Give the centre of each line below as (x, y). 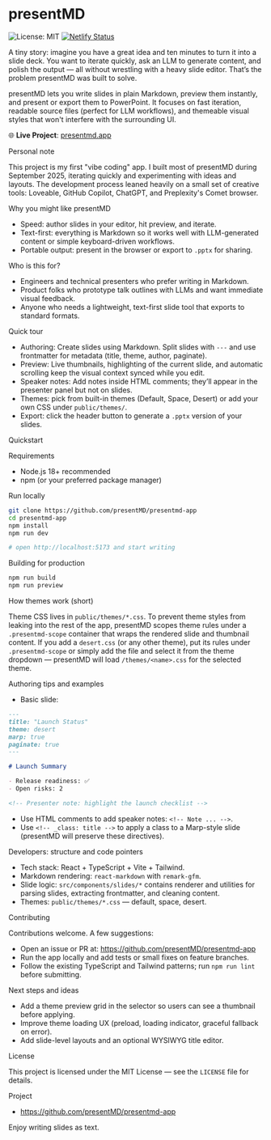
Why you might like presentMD (60, 208)
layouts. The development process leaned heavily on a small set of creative (134, 184)
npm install (28, 526)
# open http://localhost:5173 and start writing (92, 548)
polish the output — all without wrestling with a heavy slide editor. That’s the (135, 69)
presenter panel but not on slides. (76, 390)
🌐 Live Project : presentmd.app (60, 135)
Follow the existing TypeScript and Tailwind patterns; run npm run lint (138, 966)
